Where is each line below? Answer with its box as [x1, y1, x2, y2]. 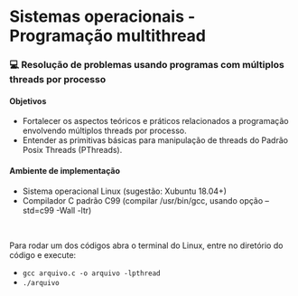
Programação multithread [9, 25, 206, 46]
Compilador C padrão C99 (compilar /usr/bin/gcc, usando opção [22, 195, 264, 205]
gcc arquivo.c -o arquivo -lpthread [22, 269, 161, 278]
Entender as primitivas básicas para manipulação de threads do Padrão [22, 135, 289, 146]
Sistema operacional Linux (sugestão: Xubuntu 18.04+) [22, 186, 228, 196]
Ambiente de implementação [9, 165, 120, 176]
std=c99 [22, 205, 54, 215]
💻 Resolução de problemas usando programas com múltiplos [9, 59, 284, 72]
